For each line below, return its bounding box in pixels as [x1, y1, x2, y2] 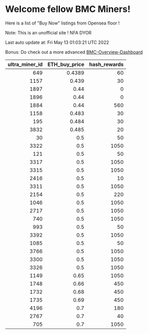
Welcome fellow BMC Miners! [5, 3, 131, 15]
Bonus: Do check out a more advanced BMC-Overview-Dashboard [5, 49, 143, 55]
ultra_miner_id [7, 61, 43, 68]
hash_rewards [89, 61, 124, 68]
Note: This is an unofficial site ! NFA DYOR [5, 29, 91, 35]
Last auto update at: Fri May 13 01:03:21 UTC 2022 [5, 39, 109, 45]
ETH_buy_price [47, 61, 84, 68]
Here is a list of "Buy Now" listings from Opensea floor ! [5, 20, 120, 26]
